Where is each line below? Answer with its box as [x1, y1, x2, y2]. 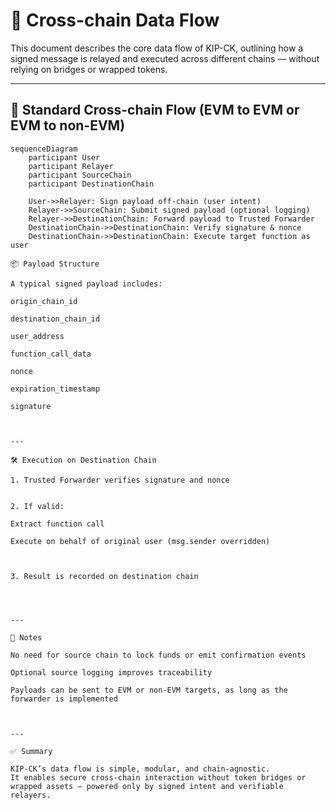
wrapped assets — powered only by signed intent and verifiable [10, 781, 284, 791]
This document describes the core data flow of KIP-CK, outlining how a [10, 42, 304, 54]
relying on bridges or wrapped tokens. [10, 63, 168, 75]
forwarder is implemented [10, 694, 118, 704]
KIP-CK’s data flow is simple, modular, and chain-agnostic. [10, 764, 271, 774]
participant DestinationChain [28, 179, 155, 189]
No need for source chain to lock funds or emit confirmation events [10, 650, 307, 660]
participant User [28, 152, 101, 163]
